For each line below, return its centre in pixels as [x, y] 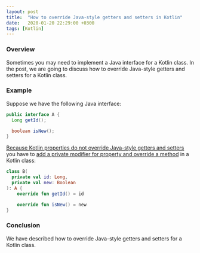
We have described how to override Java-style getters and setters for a [94, 238]
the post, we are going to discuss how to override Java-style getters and [96, 69]
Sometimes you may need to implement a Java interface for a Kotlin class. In [100, 62]
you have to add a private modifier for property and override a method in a [98, 154]
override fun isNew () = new [52, 205]
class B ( [17, 172]
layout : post [22, 12]
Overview [21, 50]
